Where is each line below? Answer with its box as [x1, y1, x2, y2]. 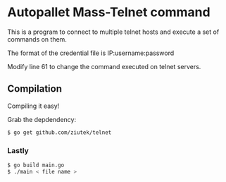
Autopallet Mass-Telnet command [7, 4, 211, 20]
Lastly [7, 145, 30, 155]
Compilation [7, 83, 62, 95]
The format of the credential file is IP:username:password [7, 49, 175, 57]
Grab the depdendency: [7, 115, 76, 123]
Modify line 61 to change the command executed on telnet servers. [7, 62, 201, 71]
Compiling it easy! [7, 102, 60, 110]
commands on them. [7, 35, 67, 43]
